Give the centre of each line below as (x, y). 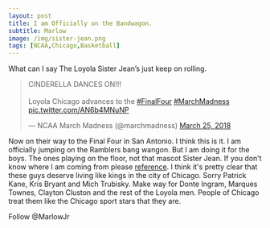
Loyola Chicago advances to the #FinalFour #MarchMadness (129, 102)
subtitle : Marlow (37, 31)
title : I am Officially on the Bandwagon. (80, 23)
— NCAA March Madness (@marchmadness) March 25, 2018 (129, 126)
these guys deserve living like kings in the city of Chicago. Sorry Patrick (127, 176)
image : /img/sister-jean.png (57, 38)
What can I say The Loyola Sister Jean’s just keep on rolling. (108, 68)
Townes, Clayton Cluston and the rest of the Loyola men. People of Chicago (134, 193)
